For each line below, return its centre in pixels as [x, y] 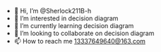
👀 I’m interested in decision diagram [66, 18]
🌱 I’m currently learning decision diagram [74, 26]
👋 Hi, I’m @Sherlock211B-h [53, 11]
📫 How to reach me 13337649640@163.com [80, 41]
